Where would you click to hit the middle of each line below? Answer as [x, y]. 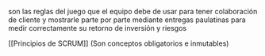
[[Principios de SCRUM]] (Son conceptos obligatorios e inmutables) [119, 43]
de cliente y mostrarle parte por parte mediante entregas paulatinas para [127, 20]
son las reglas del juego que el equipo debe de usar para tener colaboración [133, 11]
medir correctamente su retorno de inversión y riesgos [98, 28]
